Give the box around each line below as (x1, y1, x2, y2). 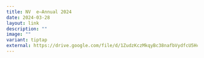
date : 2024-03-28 (6, 14, 50, 21)
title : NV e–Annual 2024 (6, 8, 72, 15)
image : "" (6, 31, 32, 37)
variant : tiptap (6, 37, 47, 43)
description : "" (6, 25, 47, 32)
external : (6, 43, 32, 49)
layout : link (6, 20, 39, 26)
